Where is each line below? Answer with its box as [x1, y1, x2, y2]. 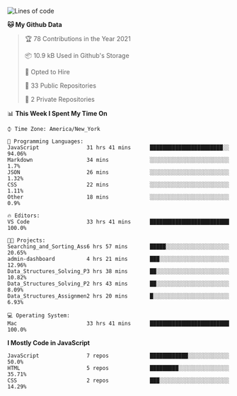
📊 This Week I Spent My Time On [7, 110, 108, 117]
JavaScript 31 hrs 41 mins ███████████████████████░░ [7, 144, 230, 151]
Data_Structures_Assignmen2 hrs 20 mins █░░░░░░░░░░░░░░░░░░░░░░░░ [7, 293, 230, 300]
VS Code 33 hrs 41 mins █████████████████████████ [7, 219, 230, 226]
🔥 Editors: [7, 212, 40, 219]
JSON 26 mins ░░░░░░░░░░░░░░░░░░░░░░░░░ [7, 169, 230, 176]
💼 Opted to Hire [24, 68, 71, 76]
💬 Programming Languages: [7, 138, 83, 145]
